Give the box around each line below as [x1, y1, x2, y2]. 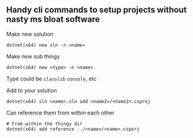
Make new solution [6, 30, 53, 38]
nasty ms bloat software [6, 15, 100, 25]
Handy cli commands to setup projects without [6, 5, 187, 15]
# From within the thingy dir [6, 120, 83, 126]
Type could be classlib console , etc [6, 75, 97, 82]
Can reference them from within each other [6, 109, 115, 116]
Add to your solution [6, 87, 58, 94]
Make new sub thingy [6, 53, 60, 60]
